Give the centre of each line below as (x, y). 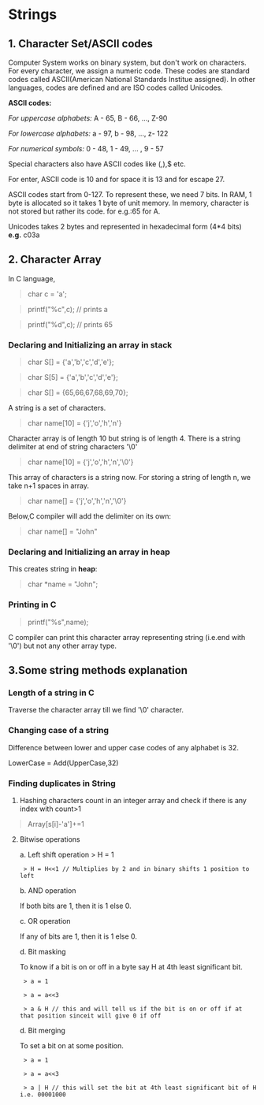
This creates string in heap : (53, 569)
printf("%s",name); (58, 622)
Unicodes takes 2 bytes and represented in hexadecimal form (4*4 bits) (125, 227)
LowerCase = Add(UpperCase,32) (63, 763)
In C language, (32, 278)
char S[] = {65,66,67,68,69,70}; (78, 393)
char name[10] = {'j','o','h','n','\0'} (80, 462)
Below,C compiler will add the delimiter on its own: (90, 516)
